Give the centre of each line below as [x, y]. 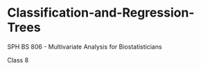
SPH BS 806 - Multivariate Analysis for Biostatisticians [85, 46]
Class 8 [18, 60]
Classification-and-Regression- [101, 13]
